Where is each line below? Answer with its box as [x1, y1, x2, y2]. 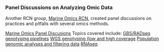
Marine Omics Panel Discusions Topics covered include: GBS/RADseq [5, 30, 150, 36]
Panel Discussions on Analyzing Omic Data [5, 4, 113, 11]
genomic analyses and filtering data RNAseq [5, 41, 98, 47]
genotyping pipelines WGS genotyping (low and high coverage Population [5, 35, 159, 41]
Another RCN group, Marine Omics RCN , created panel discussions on [5, 15, 152, 21]
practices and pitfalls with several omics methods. [5, 20, 110, 26]
